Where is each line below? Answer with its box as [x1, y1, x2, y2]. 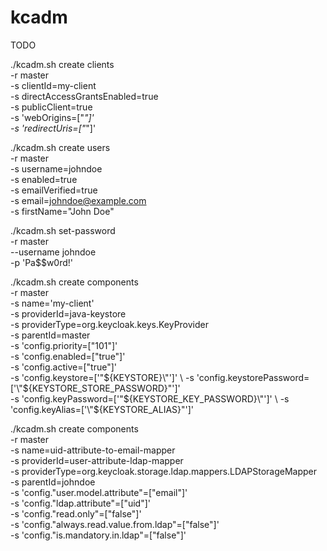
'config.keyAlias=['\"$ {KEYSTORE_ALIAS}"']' [10, 403, 195, 415]
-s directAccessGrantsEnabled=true [10, 90, 159, 102]
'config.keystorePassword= [196, 371, 310, 383]
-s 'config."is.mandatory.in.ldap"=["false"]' [10, 529, 187, 541]
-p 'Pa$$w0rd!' [10, 256, 74, 268]
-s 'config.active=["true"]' [10, 361, 118, 373]
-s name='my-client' [10, 297, 95, 309]
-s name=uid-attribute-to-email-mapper [10, 444, 176, 456]
